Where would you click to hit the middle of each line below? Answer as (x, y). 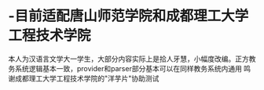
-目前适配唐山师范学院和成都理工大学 (128, 16)
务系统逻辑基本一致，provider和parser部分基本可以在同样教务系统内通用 (125, 68)
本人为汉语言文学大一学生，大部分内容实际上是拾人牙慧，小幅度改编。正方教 (132, 59)
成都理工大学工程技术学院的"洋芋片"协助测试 (87, 78)
